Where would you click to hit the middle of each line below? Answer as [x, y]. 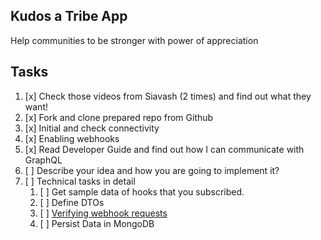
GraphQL [43, 160]
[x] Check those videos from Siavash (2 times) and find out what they [168, 96]
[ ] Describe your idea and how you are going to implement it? [152, 170]
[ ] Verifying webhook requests [103, 213]
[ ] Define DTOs [72, 202]
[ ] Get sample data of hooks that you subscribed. [142, 191]
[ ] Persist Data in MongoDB [97, 223]
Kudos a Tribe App [69, 16]
